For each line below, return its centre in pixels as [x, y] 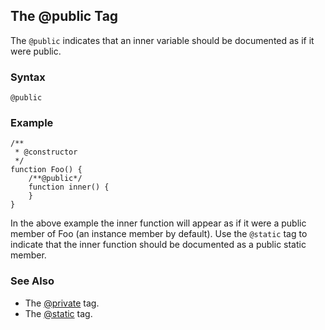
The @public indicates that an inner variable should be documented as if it [162, 40]
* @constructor [46, 152]
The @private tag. [62, 303]
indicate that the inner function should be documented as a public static [158, 245]
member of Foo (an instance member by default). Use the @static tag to [159, 234]
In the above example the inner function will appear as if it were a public [158, 223]
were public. [36, 51]
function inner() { [69, 187]
